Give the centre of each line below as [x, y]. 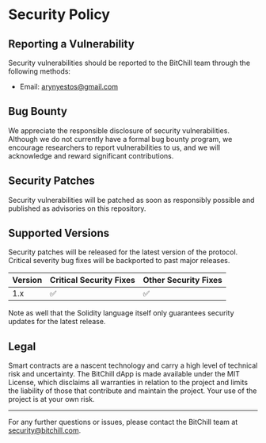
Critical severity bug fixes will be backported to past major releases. [119, 261]
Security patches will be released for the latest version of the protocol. [123, 252]
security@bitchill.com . [45, 430]
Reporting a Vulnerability [71, 44]
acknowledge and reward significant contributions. [91, 155]
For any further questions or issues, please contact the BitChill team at [123, 422]
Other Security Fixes [183, 281]
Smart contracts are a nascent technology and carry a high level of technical [133, 365]
